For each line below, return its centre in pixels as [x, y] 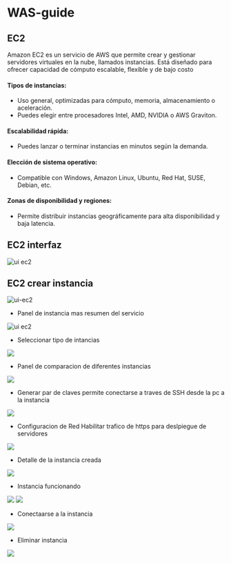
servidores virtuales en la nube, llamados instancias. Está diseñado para [110, 62]
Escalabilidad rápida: [38, 131]
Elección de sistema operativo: [52, 162]
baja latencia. [36, 223]
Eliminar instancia [42, 541]
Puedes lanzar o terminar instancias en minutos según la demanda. [112, 146]
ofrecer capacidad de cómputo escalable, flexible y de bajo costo [100, 69]
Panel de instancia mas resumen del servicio [81, 313]
